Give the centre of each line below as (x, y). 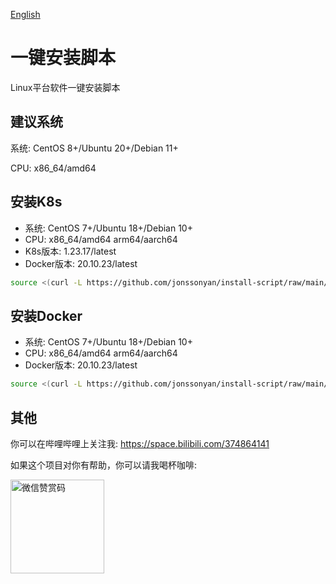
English (25, 14)
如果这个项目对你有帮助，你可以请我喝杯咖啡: (104, 465)
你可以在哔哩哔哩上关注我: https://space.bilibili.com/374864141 (140, 443)
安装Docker (46, 315)
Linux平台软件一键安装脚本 (65, 87)
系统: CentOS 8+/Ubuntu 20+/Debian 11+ (94, 148)
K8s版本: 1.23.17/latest (70, 251)
